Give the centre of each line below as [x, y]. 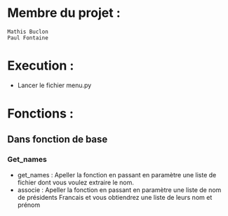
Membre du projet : [64, 13]
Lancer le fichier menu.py [54, 85]
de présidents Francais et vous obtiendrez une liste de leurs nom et [115, 197]
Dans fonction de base [58, 140]
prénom [29, 205]
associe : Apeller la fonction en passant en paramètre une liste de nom [119, 190]
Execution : [41, 66]
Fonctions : [40, 114]
